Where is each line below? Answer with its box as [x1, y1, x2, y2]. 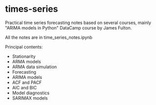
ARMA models [12, 58, 41, 64]
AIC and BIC [12, 84, 37, 90]
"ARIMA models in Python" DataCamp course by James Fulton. [5, 25, 132, 30]
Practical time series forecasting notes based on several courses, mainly [5, 20, 152, 26]
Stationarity [12, 53, 36, 59]
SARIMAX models [12, 95, 48, 101]
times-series [5, 3, 58, 15]
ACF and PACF [12, 79, 42, 85]
